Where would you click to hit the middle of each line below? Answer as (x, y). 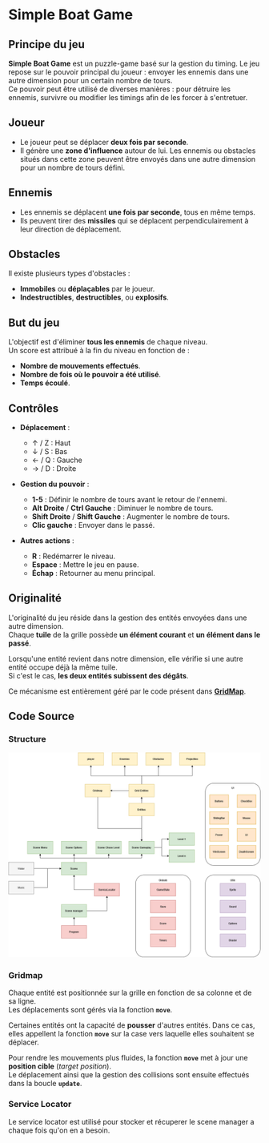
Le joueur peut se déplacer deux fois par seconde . (104, 142)
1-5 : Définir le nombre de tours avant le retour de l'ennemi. (129, 500)
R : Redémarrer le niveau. (74, 556)
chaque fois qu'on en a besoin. (59, 1130)
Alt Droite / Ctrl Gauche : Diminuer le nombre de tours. (122, 508)
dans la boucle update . (45, 1084)
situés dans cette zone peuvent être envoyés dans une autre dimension (138, 159)
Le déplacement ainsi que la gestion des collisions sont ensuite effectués (129, 1075)
